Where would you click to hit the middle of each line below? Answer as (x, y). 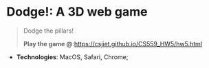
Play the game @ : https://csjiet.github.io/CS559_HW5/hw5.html (113, 44)
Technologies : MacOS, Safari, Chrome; (72, 57)
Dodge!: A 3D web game (77, 12)
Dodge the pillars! (48, 31)
